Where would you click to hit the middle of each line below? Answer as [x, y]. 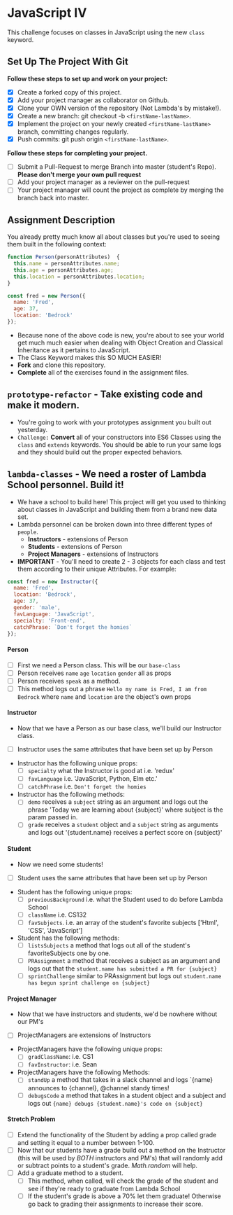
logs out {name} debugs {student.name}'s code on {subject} [115, 1103]
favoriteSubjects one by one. [69, 953]
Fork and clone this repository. [61, 365]
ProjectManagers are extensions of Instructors [84, 1035]
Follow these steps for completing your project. [77, 153]
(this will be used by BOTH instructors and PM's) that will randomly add [120, 1158]
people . [28, 532]
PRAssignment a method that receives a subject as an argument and [124, 960]
